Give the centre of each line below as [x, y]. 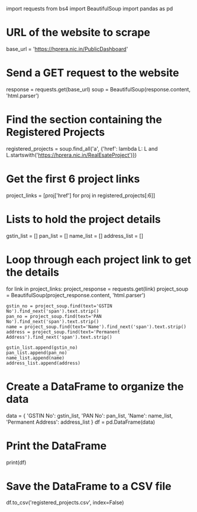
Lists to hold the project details [83, 219]
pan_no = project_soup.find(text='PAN [54, 316]
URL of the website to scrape [78, 33]
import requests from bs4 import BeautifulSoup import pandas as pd [90, 9]
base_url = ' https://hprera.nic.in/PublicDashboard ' [67, 49]
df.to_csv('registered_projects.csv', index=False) [65, 503]
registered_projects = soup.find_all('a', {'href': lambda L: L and [82, 148]
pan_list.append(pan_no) [37, 352]
